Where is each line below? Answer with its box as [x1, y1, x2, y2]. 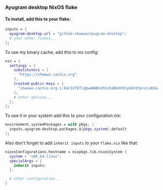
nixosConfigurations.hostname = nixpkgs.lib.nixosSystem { [5, 149, 127, 154]
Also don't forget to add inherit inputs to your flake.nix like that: [5, 140, 138, 146]
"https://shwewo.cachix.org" [17, 72, 77, 77]
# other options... [14, 95, 53, 100]
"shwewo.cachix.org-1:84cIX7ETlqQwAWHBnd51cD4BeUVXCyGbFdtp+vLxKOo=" [17, 86, 162, 91]
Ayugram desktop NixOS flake [5, 4, 78, 11]
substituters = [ [14, 68, 49, 73]
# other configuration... [9, 176, 62, 181]
